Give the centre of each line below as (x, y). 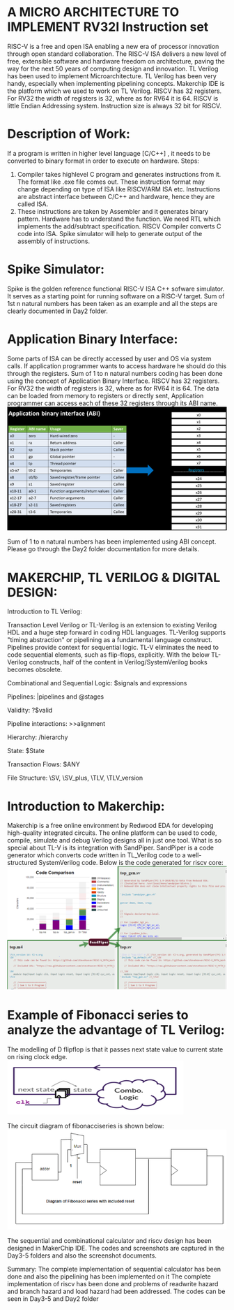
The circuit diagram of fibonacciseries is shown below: (86, 1126)
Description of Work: (69, 134)
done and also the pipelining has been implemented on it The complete (109, 1276)
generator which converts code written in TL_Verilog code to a (96, 855)
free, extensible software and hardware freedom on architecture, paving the (116, 61)
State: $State (26, 751)
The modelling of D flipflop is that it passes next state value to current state (115, 1049)
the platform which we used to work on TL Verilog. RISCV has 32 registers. (115, 91)
